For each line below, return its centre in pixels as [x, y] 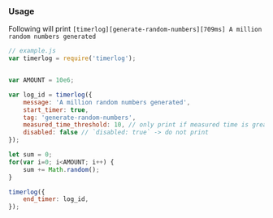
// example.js [32, 51]
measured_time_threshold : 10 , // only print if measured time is [136, 125]
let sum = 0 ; [30, 155]
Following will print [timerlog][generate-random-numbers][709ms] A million [135, 29]
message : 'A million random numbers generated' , [107, 102]
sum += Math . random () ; [61, 169]
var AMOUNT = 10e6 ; [41, 80]
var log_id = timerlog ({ [50, 95]
